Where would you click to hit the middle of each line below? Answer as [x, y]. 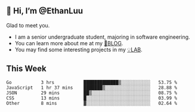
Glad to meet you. [28, 25]
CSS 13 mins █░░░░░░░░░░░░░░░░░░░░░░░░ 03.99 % [92, 98]
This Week [26, 69]
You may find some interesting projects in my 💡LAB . [79, 49]
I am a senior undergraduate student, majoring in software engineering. [102, 37]
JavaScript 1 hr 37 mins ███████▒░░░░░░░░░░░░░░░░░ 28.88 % [92, 88]
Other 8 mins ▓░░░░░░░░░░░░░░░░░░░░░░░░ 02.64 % [92, 103]
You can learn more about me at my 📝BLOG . [69, 43]
